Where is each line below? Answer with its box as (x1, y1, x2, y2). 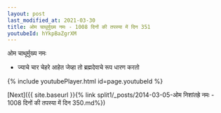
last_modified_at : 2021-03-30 (7, 17, 96, 24)
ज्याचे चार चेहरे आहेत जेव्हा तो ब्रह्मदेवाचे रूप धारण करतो (17, 63, 140, 72)
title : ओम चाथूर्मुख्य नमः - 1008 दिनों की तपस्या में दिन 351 (7, 23, 151, 30)
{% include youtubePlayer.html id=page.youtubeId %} (7, 77, 163, 86)
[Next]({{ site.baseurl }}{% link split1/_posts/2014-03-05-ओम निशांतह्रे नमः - (7, 91, 215, 99)
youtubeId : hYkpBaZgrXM (7, 29, 77, 37)
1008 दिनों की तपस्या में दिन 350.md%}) (7, 99, 106, 107)
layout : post (7, 10, 46, 18)
